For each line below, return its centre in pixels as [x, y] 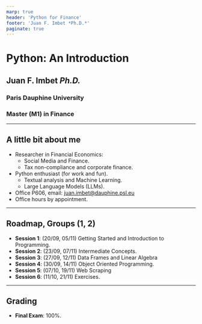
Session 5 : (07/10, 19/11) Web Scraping [63, 270]
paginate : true [25, 29]
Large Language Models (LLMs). [64, 186]
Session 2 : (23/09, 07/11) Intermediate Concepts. [76, 251]
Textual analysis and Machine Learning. [73, 180]
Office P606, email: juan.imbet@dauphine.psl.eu [75, 193]
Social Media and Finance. [57, 161]
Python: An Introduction [68, 58]
